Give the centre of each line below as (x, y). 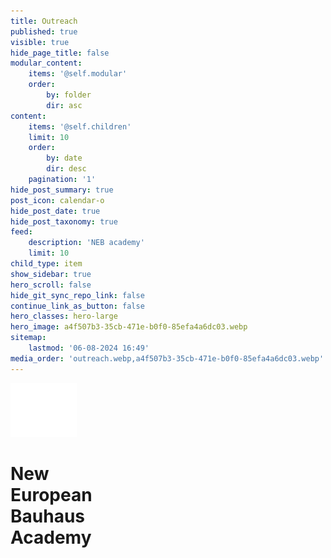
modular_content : (46, 63)
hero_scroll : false (51, 285)
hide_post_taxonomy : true (64, 221)
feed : (21, 232)
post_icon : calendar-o (57, 200)
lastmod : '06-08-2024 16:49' (89, 348)
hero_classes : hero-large (64, 316)
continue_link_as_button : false (77, 306)
